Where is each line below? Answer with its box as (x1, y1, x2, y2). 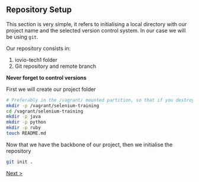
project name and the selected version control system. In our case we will (6, 27, 186, 34)
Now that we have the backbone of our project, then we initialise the (6, 141, 173, 148)
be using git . (6, 33, 38, 40)
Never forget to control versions (6, 74, 87, 81)
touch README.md (6, 130, 46, 136)
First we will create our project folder (6, 86, 96, 93)
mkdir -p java (6, 114, 41, 120)
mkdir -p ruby (6, 125, 41, 131)
